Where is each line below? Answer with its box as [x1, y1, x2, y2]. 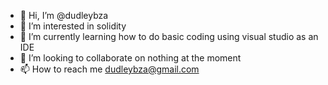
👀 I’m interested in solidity [19, 20, 127, 32]
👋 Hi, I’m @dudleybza [19, 10, 109, 21]
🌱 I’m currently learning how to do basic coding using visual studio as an [19, 31, 319, 42]
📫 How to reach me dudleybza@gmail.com [19, 63, 200, 75]
